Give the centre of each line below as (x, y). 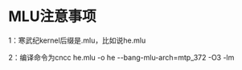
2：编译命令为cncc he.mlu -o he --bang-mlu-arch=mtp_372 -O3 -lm (121, 57)
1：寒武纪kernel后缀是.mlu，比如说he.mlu (77, 40)
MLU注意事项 (52, 16)
